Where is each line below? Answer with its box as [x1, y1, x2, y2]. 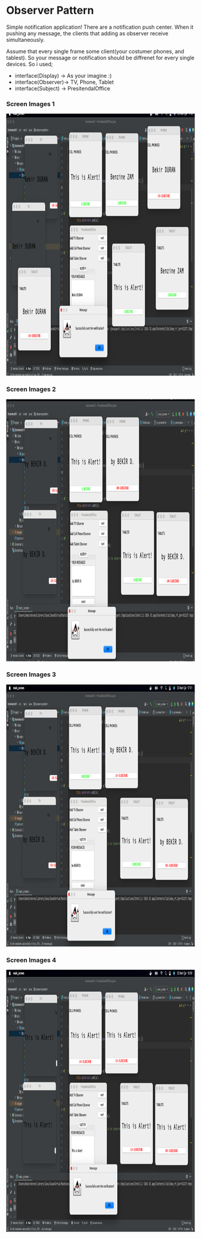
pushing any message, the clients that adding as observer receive [6, 29, 169, 37]
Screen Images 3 [6, 670, 56, 679]
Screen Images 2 [6, 385, 56, 394]
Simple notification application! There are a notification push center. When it [6, 23, 194, 31]
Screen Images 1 [6, 99, 55, 108]
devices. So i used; [6, 60, 53, 68]
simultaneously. [6, 36, 45, 43]
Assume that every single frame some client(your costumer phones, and [6, 47, 184, 55]
